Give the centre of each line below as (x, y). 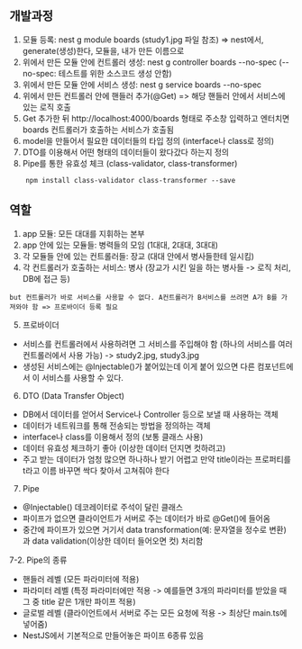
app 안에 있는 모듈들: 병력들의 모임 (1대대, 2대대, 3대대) (120, 245)
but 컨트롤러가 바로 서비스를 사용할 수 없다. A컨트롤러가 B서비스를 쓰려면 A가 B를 (143, 297)
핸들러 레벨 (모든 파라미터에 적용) (81, 579)
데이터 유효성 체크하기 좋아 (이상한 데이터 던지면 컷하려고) (124, 447)
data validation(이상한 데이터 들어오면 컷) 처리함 (118, 541)
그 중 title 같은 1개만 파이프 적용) (79, 601)
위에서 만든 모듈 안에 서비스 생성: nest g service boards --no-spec (142, 85)
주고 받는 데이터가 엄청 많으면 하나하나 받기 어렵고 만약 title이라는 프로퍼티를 (156, 459)
